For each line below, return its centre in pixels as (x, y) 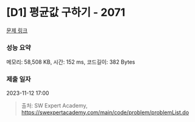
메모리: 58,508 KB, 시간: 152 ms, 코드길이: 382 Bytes (71, 62)
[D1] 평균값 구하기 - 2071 (66, 12)
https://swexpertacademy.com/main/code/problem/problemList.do (105, 112)
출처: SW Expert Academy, (54, 105)
